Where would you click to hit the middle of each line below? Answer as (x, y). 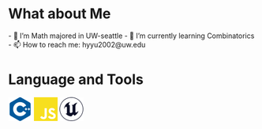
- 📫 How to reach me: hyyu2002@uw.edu (77, 44)
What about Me (60, 14)
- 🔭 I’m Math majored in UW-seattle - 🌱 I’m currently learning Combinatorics (131, 36)
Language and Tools (76, 80)
